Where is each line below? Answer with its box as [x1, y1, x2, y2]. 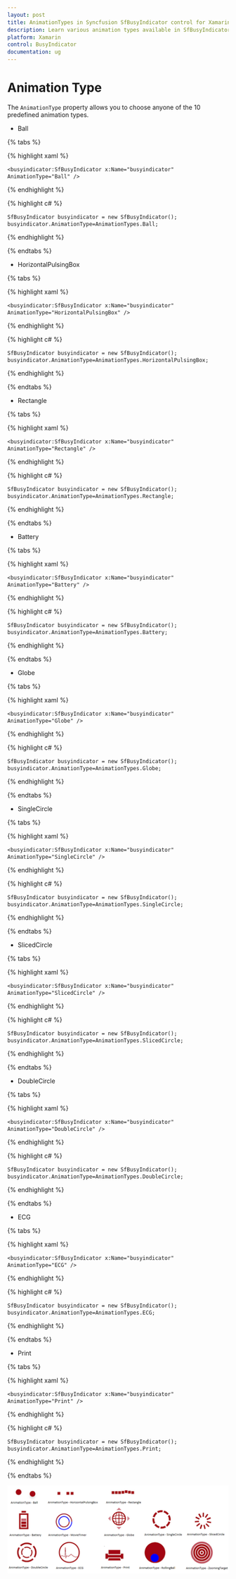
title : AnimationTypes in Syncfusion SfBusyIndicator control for [7, 18, 206, 26]
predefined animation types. [7, 110, 89, 119]
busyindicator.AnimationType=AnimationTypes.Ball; [7, 221, 159, 228]
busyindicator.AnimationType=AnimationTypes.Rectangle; [7, 493, 174, 500]
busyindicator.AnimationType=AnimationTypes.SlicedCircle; [7, 1036, 184, 1044]
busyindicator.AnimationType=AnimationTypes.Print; [7, 1445, 162, 1452]
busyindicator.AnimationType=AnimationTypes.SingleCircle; [7, 900, 184, 908]
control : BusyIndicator [7, 41, 77, 49]
